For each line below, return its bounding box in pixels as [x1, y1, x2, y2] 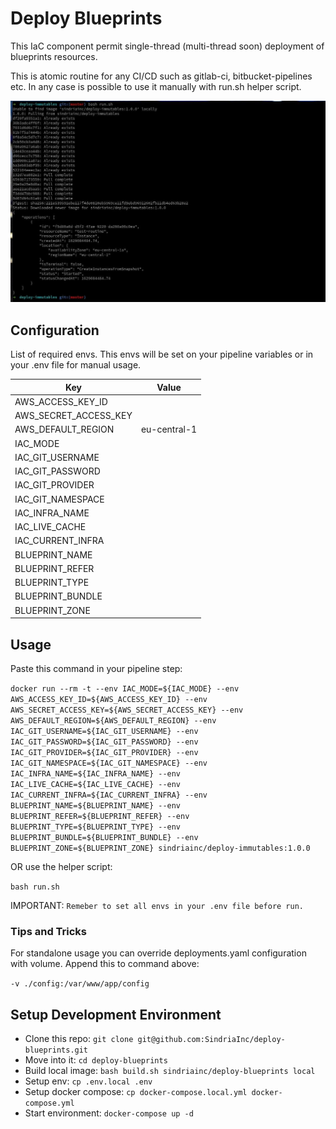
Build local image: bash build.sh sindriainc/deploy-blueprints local [24, 1065, 316, 1077]
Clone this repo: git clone [24, 1033, 134, 1045]
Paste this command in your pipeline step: [10, 662, 183, 674]
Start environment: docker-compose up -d [24, 1107, 194, 1119]
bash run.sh [10, 882, 60, 892]
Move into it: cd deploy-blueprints [24, 1054, 168, 1066]
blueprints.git [24, 1045, 89, 1056]
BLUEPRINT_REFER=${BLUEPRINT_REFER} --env [10, 811, 190, 821]
